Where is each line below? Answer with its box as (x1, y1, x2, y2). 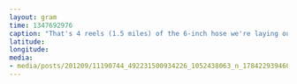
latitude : (9, 37, 46, 46)
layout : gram (9, 12, 57, 22)
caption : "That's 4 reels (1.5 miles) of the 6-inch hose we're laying (9, 29, 278, 38)
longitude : (9, 45, 49, 54)
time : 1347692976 (9, 21, 73, 30)
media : (9, 53, 34, 62)
